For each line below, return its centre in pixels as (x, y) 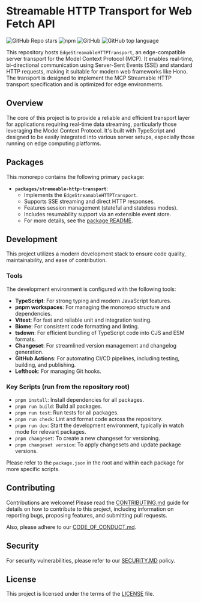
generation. (29, 352)
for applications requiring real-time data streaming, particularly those (91, 124)
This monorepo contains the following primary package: (75, 177)
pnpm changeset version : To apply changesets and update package (98, 445)
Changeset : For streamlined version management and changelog (96, 345)
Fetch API (31, 24)
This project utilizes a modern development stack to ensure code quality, (96, 254)
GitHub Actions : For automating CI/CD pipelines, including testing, (97, 358)
